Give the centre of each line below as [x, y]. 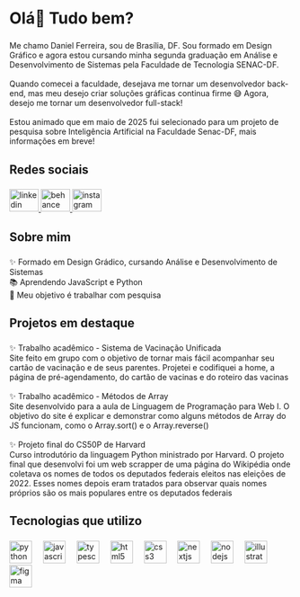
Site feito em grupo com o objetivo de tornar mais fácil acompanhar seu [142, 358]
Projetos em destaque [72, 323]
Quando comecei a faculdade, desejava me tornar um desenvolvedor [137, 84]
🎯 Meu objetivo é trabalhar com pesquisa [85, 295]
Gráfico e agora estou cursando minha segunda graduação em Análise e [144, 55]
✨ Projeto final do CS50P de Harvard [78, 445]
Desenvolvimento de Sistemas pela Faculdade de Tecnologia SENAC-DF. [144, 65]
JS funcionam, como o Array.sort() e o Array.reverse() [109, 425]
